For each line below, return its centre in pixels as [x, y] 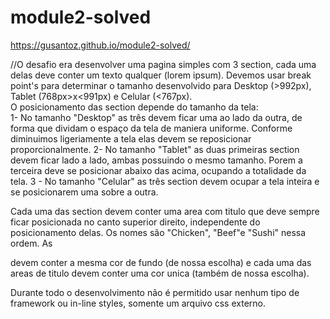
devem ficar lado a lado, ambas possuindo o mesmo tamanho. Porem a [156, 160]
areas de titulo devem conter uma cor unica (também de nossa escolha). [160, 273]
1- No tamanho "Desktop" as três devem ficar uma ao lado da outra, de [156, 117]
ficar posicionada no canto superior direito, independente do [135, 222]
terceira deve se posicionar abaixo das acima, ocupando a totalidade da [158, 170]
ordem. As [31, 243]
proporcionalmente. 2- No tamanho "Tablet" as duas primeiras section [155, 149]
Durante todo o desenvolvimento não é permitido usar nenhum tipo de [155, 292]
